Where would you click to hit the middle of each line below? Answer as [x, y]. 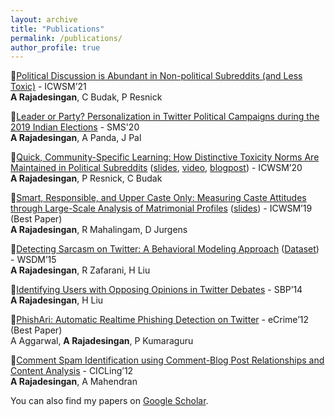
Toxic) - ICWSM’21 [48, 87]
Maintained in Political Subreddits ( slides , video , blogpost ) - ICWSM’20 [156, 168]
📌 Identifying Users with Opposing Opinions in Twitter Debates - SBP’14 [156, 290]
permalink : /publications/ [66, 38]
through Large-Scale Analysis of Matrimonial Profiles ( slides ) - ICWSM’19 [161, 208]
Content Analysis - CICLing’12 [72, 371]
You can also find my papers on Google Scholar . [109, 401]
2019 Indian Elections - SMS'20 [75, 127]
